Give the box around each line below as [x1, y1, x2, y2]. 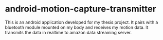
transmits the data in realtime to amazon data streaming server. [5, 29, 132, 35]
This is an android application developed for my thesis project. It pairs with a [5, 19, 158, 25]
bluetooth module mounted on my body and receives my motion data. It [5, 24, 148, 30]
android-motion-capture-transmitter [5, 3, 157, 14]
